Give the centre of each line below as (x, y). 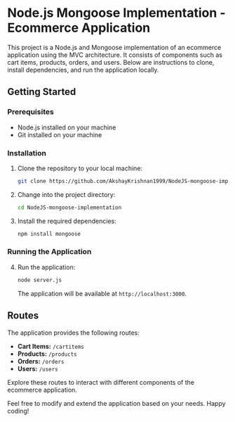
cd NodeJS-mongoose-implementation (69, 207)
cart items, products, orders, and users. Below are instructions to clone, (111, 62)
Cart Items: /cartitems (51, 346)
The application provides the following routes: (74, 333)
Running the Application (49, 252)
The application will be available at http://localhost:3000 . (102, 293)
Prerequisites (31, 112)
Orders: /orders (41, 361)
